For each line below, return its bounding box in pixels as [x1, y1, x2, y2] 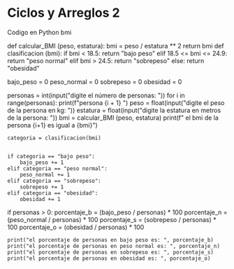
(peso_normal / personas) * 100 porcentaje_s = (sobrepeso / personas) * [7, 215, 217, 223]
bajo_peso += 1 [20, 159, 64, 166]
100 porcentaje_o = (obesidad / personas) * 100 [7, 223, 145, 231]
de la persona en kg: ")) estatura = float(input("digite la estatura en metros [7, 106, 221, 114]
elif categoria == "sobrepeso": [7, 177, 101, 184]
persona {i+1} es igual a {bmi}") [7, 120, 98, 129]
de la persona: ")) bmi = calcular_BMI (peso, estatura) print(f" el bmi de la [7, 113, 219, 122]
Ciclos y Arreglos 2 [7, 5, 120, 21]
